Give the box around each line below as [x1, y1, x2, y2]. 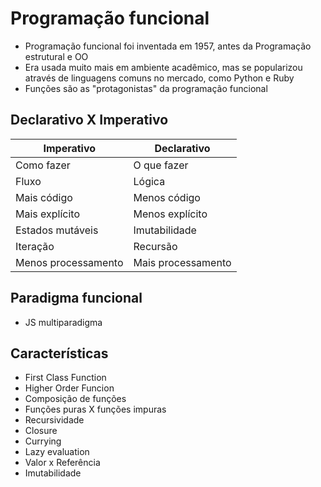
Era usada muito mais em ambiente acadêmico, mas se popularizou [24, 61, 303, 73]
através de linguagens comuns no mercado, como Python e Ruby [24, 72, 295, 84]
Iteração [15, 239, 55, 253]
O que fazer [133, 158, 189, 172]
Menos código [133, 190, 201, 204]
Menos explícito [133, 207, 208, 221]
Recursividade [24, 414, 85, 426]
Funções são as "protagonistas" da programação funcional [24, 82, 268, 94]
